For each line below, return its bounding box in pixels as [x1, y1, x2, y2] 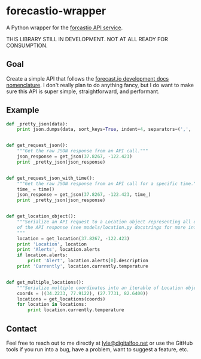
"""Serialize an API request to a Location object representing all [17, 219, 191, 225]
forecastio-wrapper [6, 4, 106, 18]
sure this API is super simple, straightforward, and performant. [6, 88, 160, 95]
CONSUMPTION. [6, 42, 48, 49]
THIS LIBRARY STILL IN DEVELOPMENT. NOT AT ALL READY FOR [6, 35, 169, 42]
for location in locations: [17, 302, 87, 308]
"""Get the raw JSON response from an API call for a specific [17, 180, 178, 186]
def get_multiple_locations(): [6, 279, 84, 285]
